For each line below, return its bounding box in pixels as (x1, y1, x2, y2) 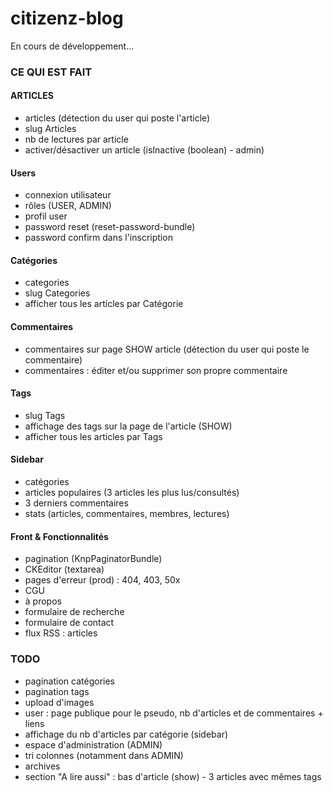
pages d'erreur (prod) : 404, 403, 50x (24, 574, 181, 586)
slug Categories (24, 287, 91, 299)
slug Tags (24, 409, 66, 421)
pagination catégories (24, 675, 115, 687)
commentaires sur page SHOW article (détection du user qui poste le (24, 343, 310, 355)
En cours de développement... (10, 40, 135, 52)
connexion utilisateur (24, 189, 112, 201)
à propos (24, 595, 62, 607)
